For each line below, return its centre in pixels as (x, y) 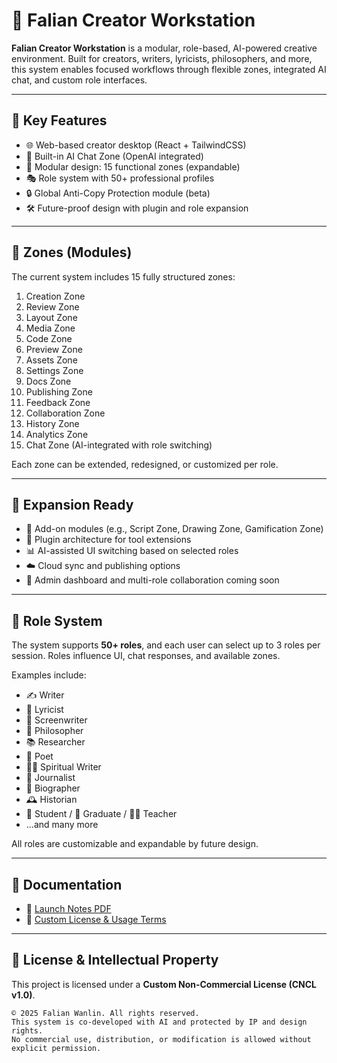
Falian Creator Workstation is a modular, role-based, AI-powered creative (164, 48)
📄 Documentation (67, 884)
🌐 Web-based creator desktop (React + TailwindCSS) (136, 145)
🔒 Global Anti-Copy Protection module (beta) (118, 193)
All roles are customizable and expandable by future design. (135, 844)
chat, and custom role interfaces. (79, 80)
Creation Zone (55, 296)
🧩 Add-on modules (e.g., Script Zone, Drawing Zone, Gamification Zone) (174, 529)
